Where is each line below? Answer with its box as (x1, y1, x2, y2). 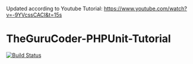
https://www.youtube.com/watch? (103, 5, 187, 12)
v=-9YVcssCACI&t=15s (6, 11, 62, 18)
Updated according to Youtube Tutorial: (6, 5, 103, 12)
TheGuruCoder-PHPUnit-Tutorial (6, 32, 171, 46)
